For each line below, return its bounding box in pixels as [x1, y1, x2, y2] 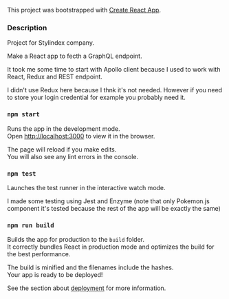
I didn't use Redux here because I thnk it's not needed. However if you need [7, 86, 222, 94]
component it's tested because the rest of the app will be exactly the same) [7, 204, 221, 212]
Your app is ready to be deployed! [7, 271, 103, 279]
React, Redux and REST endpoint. [7, 72, 103, 81]
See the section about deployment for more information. [7, 284, 166, 292]
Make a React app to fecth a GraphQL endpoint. [7, 52, 142, 61]
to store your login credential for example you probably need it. [7, 93, 186, 102]
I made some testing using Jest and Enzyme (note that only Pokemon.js [7, 196, 210, 205]
